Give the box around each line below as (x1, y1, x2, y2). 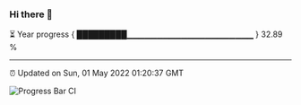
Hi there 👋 (9, 8, 54, 21)
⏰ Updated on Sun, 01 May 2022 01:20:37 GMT (9, 67, 185, 79)
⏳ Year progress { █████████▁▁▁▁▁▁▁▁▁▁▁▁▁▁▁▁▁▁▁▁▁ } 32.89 (9, 29, 283, 39)
